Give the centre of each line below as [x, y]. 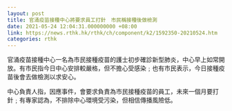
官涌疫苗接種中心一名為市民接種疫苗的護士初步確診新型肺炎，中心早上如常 [113, 60]
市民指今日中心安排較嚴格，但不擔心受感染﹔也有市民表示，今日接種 [122, 68]
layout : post [26, 13]
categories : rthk [32, 39]
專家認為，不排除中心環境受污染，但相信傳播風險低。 [101, 100]
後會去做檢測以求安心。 [46, 77]
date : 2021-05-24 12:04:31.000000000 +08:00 [72, 26]
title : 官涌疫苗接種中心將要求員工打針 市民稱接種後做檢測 [82, 20]
